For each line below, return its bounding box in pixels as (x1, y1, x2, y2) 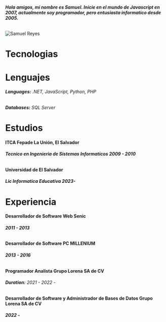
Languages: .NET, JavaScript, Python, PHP (5, 89, 97, 95)
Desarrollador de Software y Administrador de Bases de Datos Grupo (5, 295, 153, 301)
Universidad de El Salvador (5, 167, 63, 173)
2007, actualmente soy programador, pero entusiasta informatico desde (5, 9, 161, 15)
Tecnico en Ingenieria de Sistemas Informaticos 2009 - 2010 (5, 151, 136, 157)
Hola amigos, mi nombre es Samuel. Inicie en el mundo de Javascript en (5, 4, 160, 10)
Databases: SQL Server (5, 104, 56, 110)
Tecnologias (5, 48, 58, 60)
